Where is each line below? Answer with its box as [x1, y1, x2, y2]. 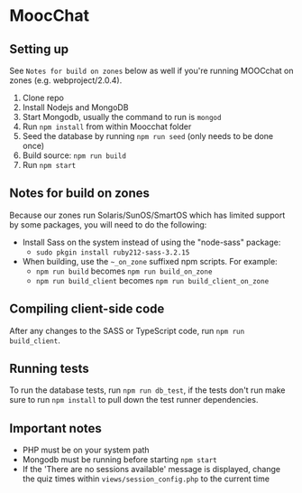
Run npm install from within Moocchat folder [22, 121, 192, 132]
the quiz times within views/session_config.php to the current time [22, 473, 270, 484]
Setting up [9, 42, 69, 57]
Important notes [9, 421, 102, 436]
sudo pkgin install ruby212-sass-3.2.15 [35, 247, 190, 257]
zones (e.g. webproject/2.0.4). [9, 75, 123, 86]
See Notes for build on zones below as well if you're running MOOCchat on [9, 65, 294, 76]
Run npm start [22, 160, 77, 170]
